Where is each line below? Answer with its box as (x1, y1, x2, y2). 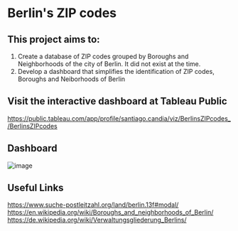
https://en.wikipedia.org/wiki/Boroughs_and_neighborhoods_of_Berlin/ (7, 208, 214, 217)
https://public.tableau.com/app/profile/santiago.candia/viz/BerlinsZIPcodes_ (7, 114, 231, 122)
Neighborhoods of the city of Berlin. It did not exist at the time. (17, 60, 201, 68)
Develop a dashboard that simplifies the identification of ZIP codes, (17, 68, 215, 75)
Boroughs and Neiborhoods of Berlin (17, 75, 126, 83)
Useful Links (7, 182, 64, 194)
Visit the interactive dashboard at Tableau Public (7, 95, 227, 107)
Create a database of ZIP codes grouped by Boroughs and (17, 52, 189, 60)
